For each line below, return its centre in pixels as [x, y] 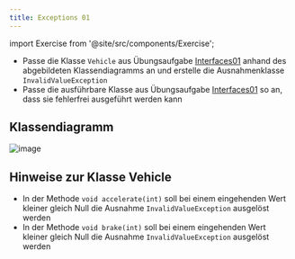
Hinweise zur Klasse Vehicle [91, 177]
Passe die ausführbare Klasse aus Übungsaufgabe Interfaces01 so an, [152, 89]
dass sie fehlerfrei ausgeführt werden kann [102, 99]
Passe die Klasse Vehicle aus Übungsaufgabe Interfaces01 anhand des [154, 60]
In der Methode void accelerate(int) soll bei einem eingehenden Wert [154, 199]
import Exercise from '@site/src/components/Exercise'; [112, 43]
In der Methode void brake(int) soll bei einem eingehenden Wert [144, 228]
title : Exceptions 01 [50, 18]
